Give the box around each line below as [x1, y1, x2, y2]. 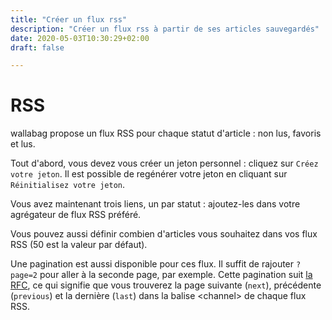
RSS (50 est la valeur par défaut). [10, 239, 148, 251]
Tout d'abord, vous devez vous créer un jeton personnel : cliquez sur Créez [10, 157, 319, 170]
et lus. [10, 138, 36, 150]
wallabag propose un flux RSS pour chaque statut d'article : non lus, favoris [10, 127, 322, 140]
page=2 [10, 271, 38, 281]
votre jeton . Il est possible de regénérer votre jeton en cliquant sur [10, 168, 288, 180]
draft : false [10, 42, 65, 53]
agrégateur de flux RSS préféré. [10, 209, 142, 221]
